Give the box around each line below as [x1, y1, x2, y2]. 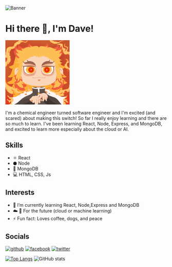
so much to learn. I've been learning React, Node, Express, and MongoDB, [5, 120, 163, 127]
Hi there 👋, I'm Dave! [5, 23, 94, 34]
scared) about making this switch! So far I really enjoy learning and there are [5, 115, 167, 121]
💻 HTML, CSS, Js [12, 171, 51, 177]
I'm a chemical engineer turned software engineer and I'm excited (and [5, 110, 156, 116]
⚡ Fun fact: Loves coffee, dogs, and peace [12, 215, 103, 221]
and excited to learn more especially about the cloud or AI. [5, 126, 129, 132]
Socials [5, 232, 30, 241]
